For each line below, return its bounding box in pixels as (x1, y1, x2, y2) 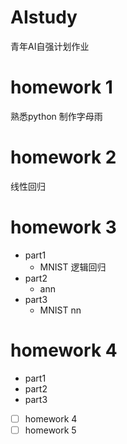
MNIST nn (39, 304, 82, 316)
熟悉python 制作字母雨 (10, 110, 103, 122)
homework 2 (10, 146, 117, 169)
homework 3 (10, 216, 117, 238)
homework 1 (10, 76, 113, 99)
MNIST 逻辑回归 (39, 261, 107, 273)
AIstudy (10, 6, 78, 29)
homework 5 (24, 424, 77, 436)
